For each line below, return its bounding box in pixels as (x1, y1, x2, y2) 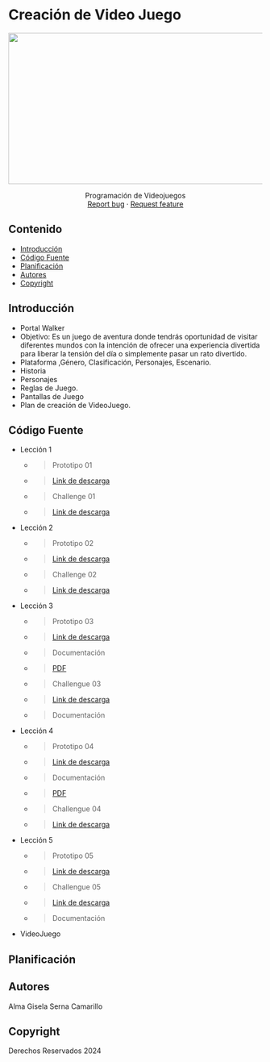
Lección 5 (19, 835, 54, 845)
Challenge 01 (52, 492, 96, 502)
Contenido (8, 223, 63, 236)
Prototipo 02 (52, 539, 94, 548)
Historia (19, 365, 47, 376)
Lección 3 (19, 601, 54, 610)
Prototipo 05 (52, 851, 94, 860)
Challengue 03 (52, 679, 102, 689)
